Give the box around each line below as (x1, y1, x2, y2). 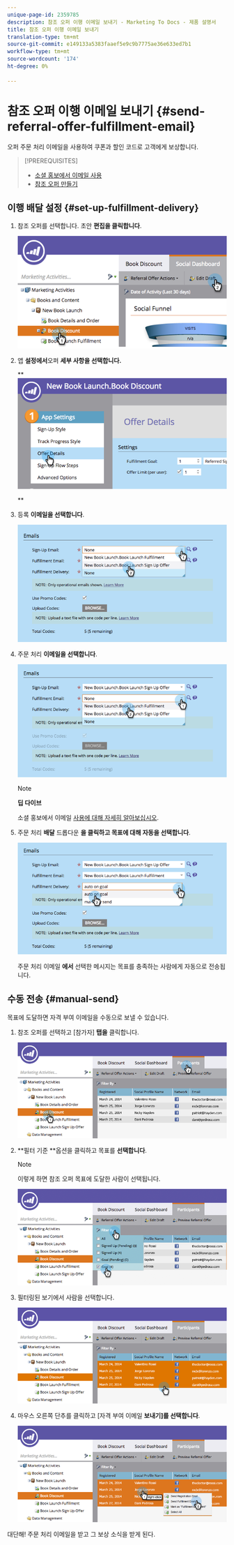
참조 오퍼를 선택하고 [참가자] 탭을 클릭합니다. (17, 1028, 139, 1036)
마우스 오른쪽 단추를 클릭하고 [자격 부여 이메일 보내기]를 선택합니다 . (17, 1411, 201, 1419)
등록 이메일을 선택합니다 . (17, 510, 85, 519)
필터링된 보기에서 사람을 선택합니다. (17, 1293, 115, 1301)
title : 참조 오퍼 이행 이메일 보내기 (7, 26, 100, 33)
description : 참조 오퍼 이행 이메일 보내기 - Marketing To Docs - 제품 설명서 (7, 18, 217, 26)
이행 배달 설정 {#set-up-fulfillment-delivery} (7, 202, 199, 214)
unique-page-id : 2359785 (7, 11, 79, 18)
